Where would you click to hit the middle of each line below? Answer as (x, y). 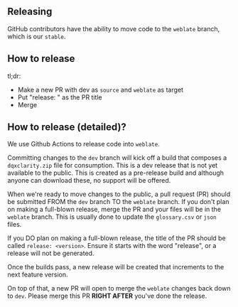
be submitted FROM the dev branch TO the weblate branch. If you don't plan (118, 202)
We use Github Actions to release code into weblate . (83, 144)
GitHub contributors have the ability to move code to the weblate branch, (114, 28)
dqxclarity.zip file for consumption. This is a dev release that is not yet (113, 166)
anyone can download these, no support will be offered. (89, 181)
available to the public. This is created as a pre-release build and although (116, 173)
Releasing (30, 12)
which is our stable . (37, 36)
